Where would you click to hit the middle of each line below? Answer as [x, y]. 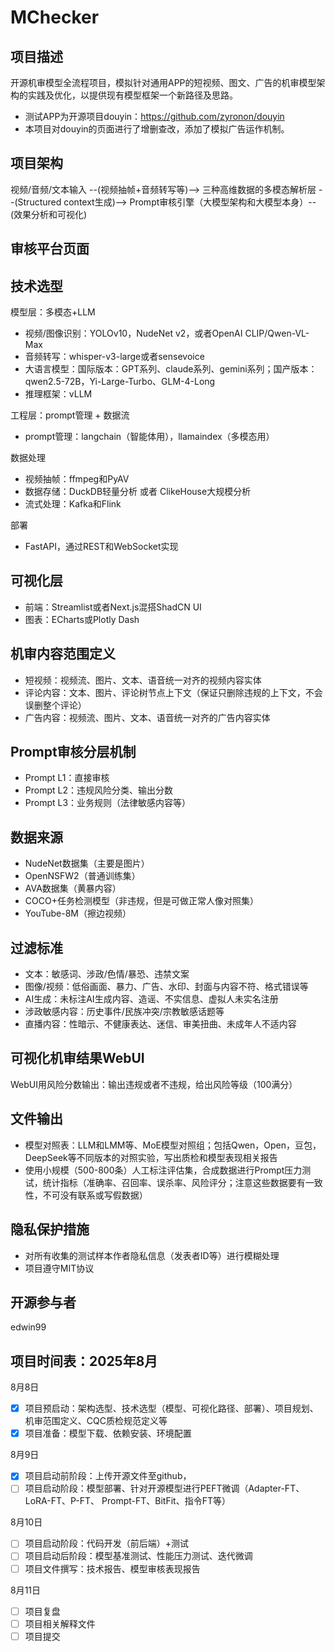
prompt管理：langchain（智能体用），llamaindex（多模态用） [149, 437]
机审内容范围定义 [63, 654]
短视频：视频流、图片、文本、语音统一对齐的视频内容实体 [143, 680]
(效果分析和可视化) [49, 214]
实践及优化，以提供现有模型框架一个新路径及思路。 [132, 95]
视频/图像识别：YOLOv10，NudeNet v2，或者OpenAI [133, 333]
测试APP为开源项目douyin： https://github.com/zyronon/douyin [154, 116]
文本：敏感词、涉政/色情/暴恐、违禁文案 [107, 974]
